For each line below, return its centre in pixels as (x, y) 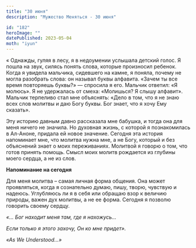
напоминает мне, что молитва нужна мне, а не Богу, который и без (90, 140)
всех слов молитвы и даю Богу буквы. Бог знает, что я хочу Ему (86, 104)
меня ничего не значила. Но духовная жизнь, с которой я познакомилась (98, 127)
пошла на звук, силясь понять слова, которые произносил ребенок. (91, 67)
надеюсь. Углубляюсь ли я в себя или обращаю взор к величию (86, 193)
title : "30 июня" (27, 11)
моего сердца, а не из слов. (41, 158)
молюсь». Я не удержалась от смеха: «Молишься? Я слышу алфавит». (94, 91)
